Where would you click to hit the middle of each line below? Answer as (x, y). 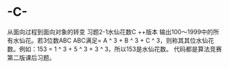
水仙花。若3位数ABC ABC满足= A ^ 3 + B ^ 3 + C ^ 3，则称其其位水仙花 (113, 40)
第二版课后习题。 (31, 57)
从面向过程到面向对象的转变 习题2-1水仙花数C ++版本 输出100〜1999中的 (110, 32)
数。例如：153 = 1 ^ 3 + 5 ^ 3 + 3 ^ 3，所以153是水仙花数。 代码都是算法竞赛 (114, 49)
